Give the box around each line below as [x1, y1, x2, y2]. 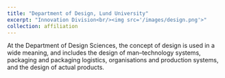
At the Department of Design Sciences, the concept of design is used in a [7, 42, 215, 50]
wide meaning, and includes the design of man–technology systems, [7, 49, 201, 57]
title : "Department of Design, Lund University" [7, 10, 149, 17]
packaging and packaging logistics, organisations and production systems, [7, 56, 219, 64]
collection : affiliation [7, 23, 78, 29]
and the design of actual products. [7, 63, 105, 72]
